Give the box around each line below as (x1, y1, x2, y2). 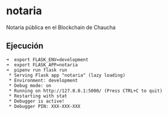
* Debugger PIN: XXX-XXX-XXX (8, 103, 81, 109)
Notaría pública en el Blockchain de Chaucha (6, 24, 116, 31)
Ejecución (6, 41, 44, 51)
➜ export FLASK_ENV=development (6, 56, 89, 63)
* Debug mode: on (8, 82, 51, 88)
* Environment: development (8, 77, 78, 84)
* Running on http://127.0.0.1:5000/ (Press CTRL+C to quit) (8, 88, 163, 94)
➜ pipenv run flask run (6, 67, 67, 73)
